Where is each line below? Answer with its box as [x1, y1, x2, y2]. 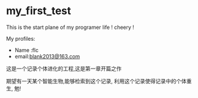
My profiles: [6, 35, 35, 42]
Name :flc [14, 46, 39, 54]
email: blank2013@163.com [14, 53, 80, 60]
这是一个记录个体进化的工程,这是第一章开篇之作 [6, 65, 122, 72]
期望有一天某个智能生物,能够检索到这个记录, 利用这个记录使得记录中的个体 [6, 77, 187, 84]
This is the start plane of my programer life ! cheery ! [6, 24, 135, 31]
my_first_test [6, 4, 72, 18]
